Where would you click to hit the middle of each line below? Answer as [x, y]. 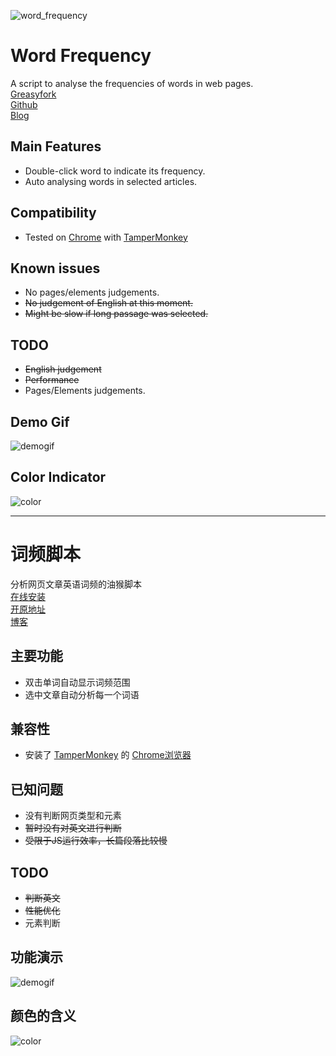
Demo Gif [40, 421]
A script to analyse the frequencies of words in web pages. [132, 83]
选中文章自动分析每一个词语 [82, 694]
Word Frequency [81, 56]
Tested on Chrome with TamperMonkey [106, 237]
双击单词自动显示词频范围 [77, 682]
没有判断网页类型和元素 [73, 816]
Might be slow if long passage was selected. [116, 314]
